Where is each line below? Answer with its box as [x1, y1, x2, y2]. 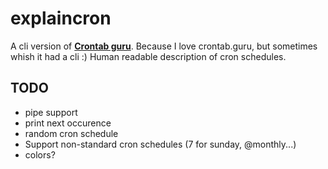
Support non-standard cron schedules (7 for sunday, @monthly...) [24, 138, 297, 150]
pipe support [24, 106, 78, 118]
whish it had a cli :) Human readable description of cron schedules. [10, 50, 287, 62]
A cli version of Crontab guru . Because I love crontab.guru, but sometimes [10, 40, 318, 52]
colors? [24, 148, 56, 161]
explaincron [10, 7, 112, 30]
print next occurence [24, 117, 112, 129]
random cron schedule [24, 127, 119, 139]
